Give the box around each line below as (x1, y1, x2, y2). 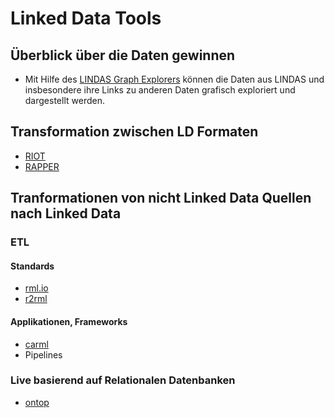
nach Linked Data (10, 205, 122, 222)
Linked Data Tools (10, 7, 162, 30)
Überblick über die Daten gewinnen (10, 47, 236, 64)
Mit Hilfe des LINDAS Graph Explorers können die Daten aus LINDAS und (24, 73, 325, 85)
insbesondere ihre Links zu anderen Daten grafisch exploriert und (24, 84, 296, 96)
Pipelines (24, 348, 63, 361)
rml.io (24, 282, 49, 294)
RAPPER (24, 160, 60, 172)
